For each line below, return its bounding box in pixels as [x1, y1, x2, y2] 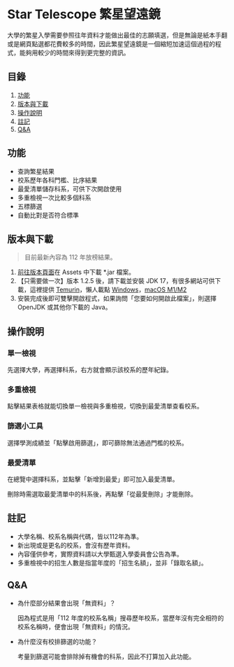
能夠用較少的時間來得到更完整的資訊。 [19, 48, 130, 57]
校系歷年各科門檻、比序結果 [17, 176, 98, 184]
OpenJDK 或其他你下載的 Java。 [17, 303, 112, 312]
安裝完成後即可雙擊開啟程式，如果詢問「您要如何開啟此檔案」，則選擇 [17, 294, 217, 303]
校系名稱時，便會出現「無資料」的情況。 [17, 622, 134, 631]
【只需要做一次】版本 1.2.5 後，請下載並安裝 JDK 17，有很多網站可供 [17, 277, 215, 285]
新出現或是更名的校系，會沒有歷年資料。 [17, 541, 134, 549]
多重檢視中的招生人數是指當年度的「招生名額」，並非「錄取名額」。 [17, 558, 207, 567]
